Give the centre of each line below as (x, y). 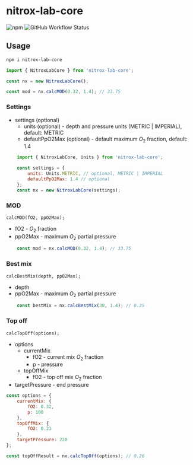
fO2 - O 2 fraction (36, 229)
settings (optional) (37, 120)
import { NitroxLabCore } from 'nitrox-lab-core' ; (70, 70)
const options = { (29, 396)
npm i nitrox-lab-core (34, 60)
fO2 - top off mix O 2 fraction (67, 378)
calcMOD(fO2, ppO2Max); (36, 218)
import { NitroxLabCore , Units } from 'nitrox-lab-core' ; (90, 157)
